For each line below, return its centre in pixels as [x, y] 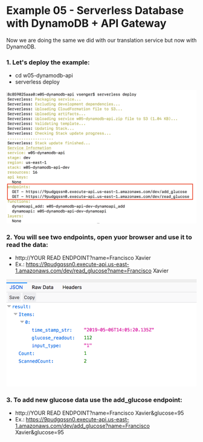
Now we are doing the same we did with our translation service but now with [101, 40]
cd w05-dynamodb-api [44, 76]
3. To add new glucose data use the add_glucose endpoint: [94, 400]
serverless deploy [37, 82]
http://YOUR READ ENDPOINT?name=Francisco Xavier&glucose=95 [99, 413]
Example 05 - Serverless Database [95, 11]
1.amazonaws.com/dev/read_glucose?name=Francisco [83, 271]
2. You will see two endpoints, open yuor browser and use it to [99, 237]
